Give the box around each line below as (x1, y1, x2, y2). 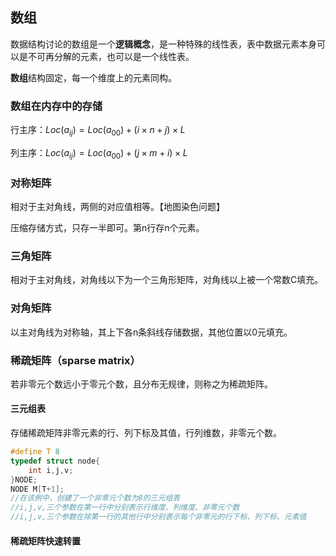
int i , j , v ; (28, 465, 74, 475)
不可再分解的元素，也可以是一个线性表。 (27, 50, 195, 62)
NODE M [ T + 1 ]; (10, 484, 65, 494)
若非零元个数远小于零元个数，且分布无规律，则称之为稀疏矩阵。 (10, 378, 273, 390)
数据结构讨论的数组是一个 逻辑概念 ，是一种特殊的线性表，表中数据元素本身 (10, 38, 317, 50)
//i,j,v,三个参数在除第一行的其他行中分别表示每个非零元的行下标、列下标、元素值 (10, 512, 307, 522)
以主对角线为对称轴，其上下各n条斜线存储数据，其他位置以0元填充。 (10, 326, 293, 338)
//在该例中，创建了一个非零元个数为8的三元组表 (10, 493, 181, 503)
